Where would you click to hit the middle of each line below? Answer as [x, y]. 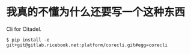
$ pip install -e [28, 40]
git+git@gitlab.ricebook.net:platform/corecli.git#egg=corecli [87, 45]
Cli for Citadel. [24, 29]
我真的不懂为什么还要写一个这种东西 [96, 12]
